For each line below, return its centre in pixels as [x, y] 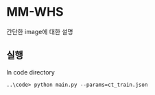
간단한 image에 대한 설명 [40, 31]
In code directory [31, 72]
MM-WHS [35, 12]
